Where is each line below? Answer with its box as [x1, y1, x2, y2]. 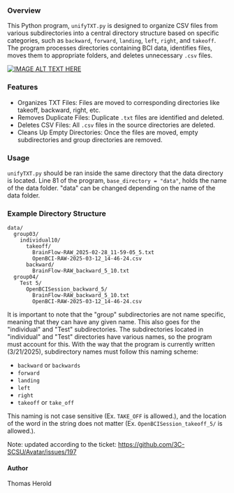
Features [7, 83, 38, 92]
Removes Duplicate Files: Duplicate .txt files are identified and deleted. [17, 113, 225, 121]
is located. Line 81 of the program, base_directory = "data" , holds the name [7, 176, 227, 184]
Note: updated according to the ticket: [7, 440, 117, 449]
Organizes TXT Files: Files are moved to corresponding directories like [17, 98, 220, 106]
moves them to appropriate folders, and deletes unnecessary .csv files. [7, 51, 213, 60]
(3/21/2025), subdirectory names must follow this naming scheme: [7, 347, 199, 356]
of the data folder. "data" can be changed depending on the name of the [7, 183, 216, 192]
